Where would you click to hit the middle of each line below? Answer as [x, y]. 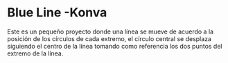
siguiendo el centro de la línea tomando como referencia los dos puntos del [115, 46]
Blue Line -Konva [57, 13]
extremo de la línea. [35, 53]
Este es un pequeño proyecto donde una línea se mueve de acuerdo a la [110, 32]
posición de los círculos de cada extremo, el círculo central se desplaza [109, 38]
